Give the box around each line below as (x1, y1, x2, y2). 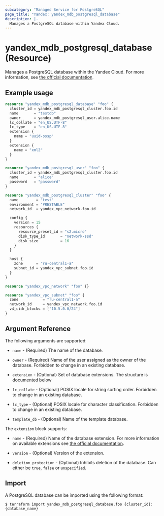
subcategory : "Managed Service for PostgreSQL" (5, 7, 105, 12)
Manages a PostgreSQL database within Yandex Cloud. (9, 21, 120, 26)
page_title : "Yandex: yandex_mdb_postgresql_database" (5, 12, 120, 17)
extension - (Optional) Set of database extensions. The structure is (12, 371, 148, 377)
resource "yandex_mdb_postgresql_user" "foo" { (5, 166, 105, 171)
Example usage (5, 88, 53, 97)
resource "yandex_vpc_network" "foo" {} (5, 284, 90, 289)
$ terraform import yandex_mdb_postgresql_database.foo (5, 502, 122, 507)
